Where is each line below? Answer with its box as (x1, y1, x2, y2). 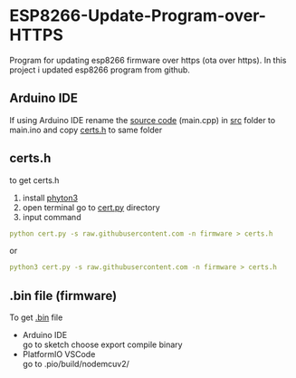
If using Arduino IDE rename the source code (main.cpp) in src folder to (9, 114, 276, 125)
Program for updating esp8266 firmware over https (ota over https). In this (9, 54, 287, 65)
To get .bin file (9, 312, 63, 323)
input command (22, 211, 81, 222)
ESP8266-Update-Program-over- (9, 5, 267, 26)
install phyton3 (22, 192, 79, 203)
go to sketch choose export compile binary (22, 339, 183, 350)
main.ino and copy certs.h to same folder (9, 124, 163, 135)
